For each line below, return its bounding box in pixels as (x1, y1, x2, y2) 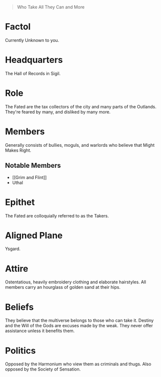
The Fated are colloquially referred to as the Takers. (5, 213, 109, 218)
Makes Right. (5, 147, 32, 153)
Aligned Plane (5, 230, 63, 241)
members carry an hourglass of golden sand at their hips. (5, 284, 121, 290)
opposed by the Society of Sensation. (5, 366, 81, 372)
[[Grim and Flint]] (12, 174, 47, 180)
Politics (5, 345, 36, 356)
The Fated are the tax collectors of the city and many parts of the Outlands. (5, 103, 157, 109)
